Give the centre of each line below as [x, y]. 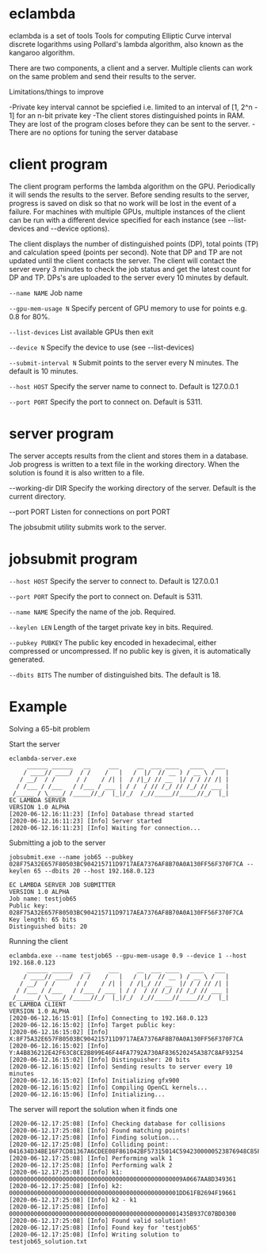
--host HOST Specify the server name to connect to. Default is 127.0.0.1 [124, 386]
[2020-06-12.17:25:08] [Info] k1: [66, 1172]
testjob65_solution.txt [48, 1241]
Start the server [34, 744]
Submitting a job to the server [57, 842]
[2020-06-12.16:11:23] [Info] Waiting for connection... [105, 828]
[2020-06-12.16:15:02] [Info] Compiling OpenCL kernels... [109, 1087]
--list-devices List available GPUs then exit [81, 332]
